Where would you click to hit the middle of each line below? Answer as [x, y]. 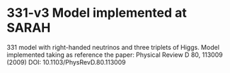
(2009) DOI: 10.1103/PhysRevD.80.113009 [66, 62]
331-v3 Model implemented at [97, 13]
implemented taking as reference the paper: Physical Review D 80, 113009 [115, 55]
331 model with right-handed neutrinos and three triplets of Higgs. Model [113, 47]
